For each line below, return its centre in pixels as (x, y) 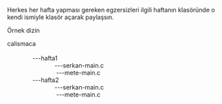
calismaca (22, 43)
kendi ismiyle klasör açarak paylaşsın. (61, 17)
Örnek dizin (23, 30)
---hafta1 (45, 58)
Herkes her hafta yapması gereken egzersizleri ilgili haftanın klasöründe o (111, 10)
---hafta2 (46, 80)
